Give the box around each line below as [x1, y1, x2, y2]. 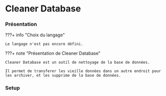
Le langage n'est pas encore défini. [5, 42, 83, 47]
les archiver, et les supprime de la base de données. [5, 73, 121, 78]
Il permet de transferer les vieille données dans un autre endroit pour [5, 69, 162, 74]
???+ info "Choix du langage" [5, 32, 65, 38]
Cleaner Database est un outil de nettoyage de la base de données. [5, 60, 150, 65]
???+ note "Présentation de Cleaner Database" [5, 50, 101, 56]
